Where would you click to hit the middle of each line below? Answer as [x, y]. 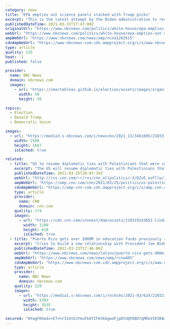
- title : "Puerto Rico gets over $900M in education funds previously [86, 239]
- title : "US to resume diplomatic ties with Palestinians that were [84, 164]
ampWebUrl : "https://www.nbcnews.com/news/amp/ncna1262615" [70, 38]
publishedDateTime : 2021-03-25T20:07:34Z [58, 173]
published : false [24, 62]
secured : [14, 319]
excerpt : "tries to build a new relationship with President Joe [85, 244]
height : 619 [36, 230]
